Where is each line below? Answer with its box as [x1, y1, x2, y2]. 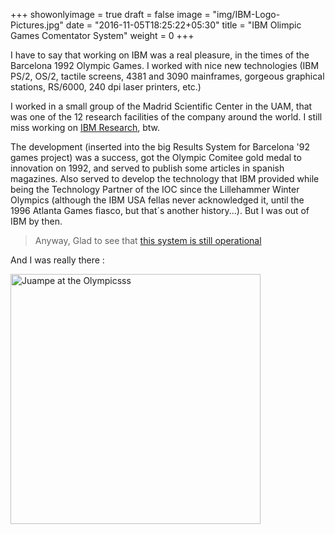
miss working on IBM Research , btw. [10, 122, 161, 133]
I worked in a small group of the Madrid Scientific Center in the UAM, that [10, 100, 313, 112]
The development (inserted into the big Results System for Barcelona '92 [10, 141, 310, 153]
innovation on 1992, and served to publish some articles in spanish [10, 162, 285, 174]
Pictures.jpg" [10, 19, 64, 31]
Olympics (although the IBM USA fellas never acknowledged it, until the [10, 194, 305, 206]
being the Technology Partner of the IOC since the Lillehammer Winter [10, 184, 300, 195]
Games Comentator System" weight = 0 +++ [10, 30, 195, 41]
